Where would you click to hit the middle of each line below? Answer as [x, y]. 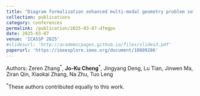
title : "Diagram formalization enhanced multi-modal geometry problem [96, 12]
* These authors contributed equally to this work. [65, 87]
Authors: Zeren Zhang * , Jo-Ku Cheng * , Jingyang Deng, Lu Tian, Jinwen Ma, [100, 68]
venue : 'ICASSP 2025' [33, 39]
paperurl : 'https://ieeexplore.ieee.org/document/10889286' [82, 50]
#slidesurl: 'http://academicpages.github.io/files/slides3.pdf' [89, 45]
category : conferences [34, 23]
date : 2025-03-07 [28, 34]
